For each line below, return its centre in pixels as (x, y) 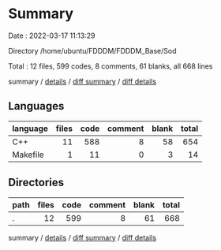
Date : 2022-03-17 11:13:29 (52, 35)
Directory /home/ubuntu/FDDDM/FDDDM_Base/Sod (92, 50)
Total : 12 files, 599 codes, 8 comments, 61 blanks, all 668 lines (110, 66)
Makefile (28, 155)
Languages (36, 106)
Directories (36, 183)
